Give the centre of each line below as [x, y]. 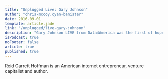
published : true [22, 51]
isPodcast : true [22, 38]
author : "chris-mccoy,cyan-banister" [44, 14]
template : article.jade [30, 24]
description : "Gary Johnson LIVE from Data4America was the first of [79, 33]
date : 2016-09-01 [23, 19]
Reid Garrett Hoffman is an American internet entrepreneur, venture [74, 66]
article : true [20, 47]
